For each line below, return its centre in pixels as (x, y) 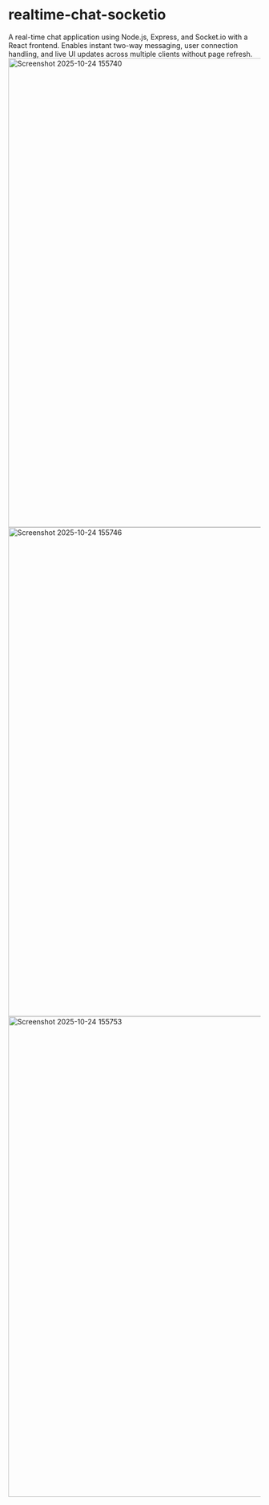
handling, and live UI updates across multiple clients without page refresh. (130, 54)
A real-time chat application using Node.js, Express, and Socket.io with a (128, 37)
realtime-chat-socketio (87, 15)
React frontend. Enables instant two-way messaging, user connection (123, 45)
